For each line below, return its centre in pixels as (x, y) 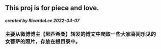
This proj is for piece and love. (52, 8)
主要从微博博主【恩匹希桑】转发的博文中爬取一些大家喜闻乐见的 (80, 34)
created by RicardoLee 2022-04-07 (42, 20)
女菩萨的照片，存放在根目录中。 (43, 42)
